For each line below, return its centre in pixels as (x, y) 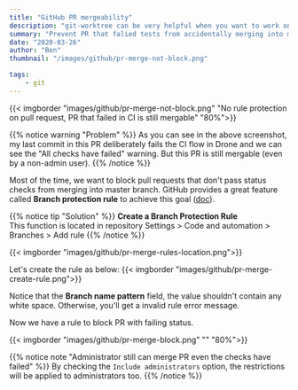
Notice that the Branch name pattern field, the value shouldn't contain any (145, 296)
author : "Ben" (35, 51)
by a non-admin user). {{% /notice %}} (80, 163)
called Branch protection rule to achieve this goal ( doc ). (112, 199)
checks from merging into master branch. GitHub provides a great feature (144, 189)
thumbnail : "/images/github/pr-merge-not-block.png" (109, 58)
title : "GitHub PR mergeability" (71, 17)
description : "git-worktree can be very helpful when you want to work (144, 26)
